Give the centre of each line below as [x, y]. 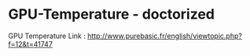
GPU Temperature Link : [47, 36]
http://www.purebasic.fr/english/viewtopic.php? [165, 36]
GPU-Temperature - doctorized [111, 14]
